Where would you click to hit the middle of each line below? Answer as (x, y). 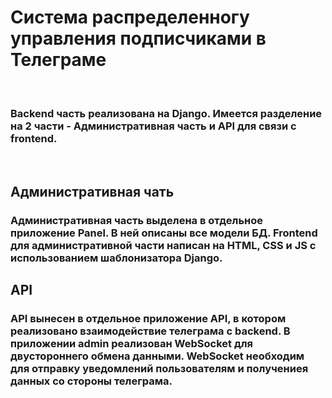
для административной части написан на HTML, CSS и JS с (163, 245)
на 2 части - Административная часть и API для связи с (153, 126)
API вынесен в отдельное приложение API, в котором (148, 318)
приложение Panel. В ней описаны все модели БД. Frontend (164, 233)
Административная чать (92, 191)
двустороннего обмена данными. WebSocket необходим (157, 356)
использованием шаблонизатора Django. (116, 258)
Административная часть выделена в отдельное (137, 220)
